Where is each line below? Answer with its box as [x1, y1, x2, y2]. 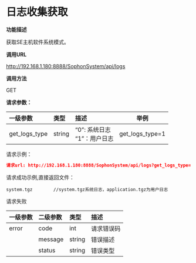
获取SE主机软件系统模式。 [6, 38, 69, 45]
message [38, 235, 64, 243]
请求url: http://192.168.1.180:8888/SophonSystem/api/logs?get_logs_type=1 [6, 162, 194, 168]
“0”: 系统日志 [75, 125, 111, 134]
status [38, 246, 56, 254]
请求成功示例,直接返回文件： [6, 174, 75, 181]
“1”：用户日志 [75, 134, 114, 142]
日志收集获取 [6, 5, 69, 19]
